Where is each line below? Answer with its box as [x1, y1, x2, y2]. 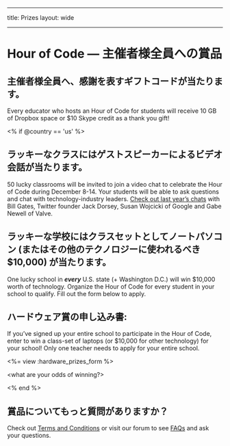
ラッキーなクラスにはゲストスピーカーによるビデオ [7, 148, 222, 161]
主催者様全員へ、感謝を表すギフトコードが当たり [7, 75, 214, 87]
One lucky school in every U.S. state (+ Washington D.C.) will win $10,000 [7, 275, 216, 283]
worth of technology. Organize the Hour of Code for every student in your [7, 282, 215, 291]
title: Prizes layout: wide [7, 14, 75, 21]
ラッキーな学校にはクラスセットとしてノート [7, 231, 196, 243]
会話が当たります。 [7, 161, 88, 173]
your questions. [7, 432, 51, 440]
